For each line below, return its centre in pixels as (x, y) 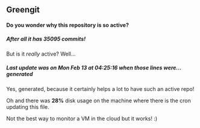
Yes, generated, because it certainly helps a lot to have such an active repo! (100, 89)
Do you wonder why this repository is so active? (68, 25)
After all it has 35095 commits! (46, 39)
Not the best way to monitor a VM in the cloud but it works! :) (82, 118)
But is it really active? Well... (41, 54)
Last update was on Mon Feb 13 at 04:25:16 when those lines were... (94, 68)
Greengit (23, 10)
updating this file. (28, 106)
